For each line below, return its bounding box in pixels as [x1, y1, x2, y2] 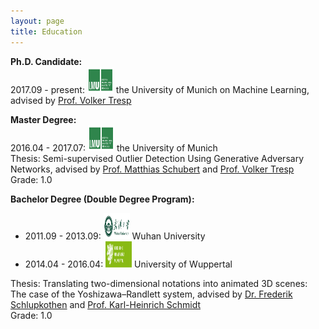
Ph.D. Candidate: [10, 55, 83, 67]
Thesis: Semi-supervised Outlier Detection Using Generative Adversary [10, 152, 304, 164]
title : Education [10, 26, 83, 37]
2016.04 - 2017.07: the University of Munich [10, 141, 218, 154]
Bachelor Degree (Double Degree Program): [10, 193, 195, 205]
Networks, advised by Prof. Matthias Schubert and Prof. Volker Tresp [10, 163, 295, 175]
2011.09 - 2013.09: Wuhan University [24, 230, 206, 242]
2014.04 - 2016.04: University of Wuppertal [24, 258, 233, 270]
